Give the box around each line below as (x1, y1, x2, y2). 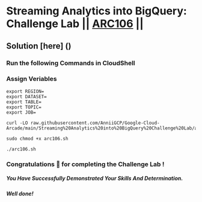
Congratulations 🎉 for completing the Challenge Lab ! (6, 160, 165, 168)
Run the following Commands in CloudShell (6, 59, 135, 67)
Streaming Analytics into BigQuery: (6, 4, 188, 18)
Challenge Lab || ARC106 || (6, 17, 144, 31)
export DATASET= (6, 94, 47, 100)
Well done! (6, 190, 34, 197)
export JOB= (6, 109, 36, 115)
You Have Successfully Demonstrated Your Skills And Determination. (6, 175, 183, 182)
